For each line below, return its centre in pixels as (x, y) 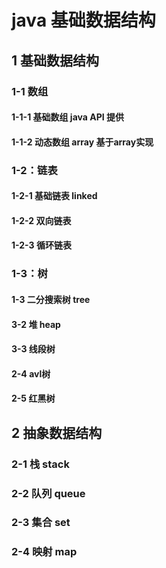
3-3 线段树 (33, 349)
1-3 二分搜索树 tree (51, 299)
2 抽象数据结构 (57, 432)
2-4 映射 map (44, 552)
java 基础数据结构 (83, 20)
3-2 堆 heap (36, 324)
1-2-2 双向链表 (41, 220)
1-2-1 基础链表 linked (54, 196)
